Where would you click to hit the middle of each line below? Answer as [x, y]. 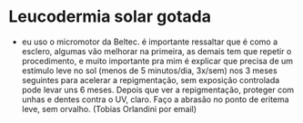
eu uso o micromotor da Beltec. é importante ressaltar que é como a [150, 42]
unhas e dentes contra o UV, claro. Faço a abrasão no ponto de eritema [155, 99]
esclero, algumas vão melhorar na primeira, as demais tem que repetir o [157, 51]
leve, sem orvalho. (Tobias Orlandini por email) [109, 109]
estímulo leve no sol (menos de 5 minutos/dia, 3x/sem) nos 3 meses [150, 71]
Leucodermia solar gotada [110, 17]
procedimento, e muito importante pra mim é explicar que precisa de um [157, 61]
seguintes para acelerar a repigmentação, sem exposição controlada [151, 80]
